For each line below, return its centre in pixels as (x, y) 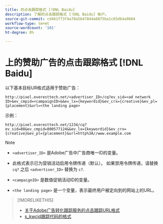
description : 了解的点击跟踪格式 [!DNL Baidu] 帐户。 (57, 14)
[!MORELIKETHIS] (35, 200)
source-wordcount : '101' (31, 28)
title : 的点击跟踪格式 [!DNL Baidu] (40, 10)
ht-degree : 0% (20, 32)
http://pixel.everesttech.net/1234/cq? (46, 125)
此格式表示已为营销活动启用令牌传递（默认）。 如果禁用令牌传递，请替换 (85, 163)
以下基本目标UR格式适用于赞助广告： (43, 88)
